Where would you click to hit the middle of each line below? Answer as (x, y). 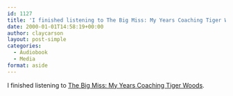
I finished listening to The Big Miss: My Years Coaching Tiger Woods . (106, 85)
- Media (25, 59)
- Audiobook (31, 53)
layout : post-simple (37, 40)
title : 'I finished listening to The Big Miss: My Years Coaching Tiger (114, 20)
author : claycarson (35, 33)
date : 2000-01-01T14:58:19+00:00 (55, 26)
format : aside (28, 65)
